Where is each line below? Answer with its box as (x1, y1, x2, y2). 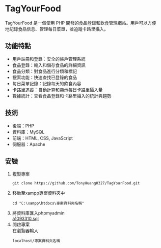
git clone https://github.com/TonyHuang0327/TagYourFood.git (12, 181, 140, 186)
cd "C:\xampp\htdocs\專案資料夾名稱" (12, 201, 84, 206)
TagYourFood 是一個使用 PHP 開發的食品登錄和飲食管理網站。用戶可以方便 (5, 20, 157, 26)
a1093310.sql (12, 215, 39, 222)
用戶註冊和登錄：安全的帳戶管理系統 (12, 56, 86, 62)
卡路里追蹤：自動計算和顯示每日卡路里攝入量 (12, 87, 103, 93)
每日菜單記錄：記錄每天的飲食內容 (12, 80, 81, 86)
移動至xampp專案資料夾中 (12, 190, 65, 196)
